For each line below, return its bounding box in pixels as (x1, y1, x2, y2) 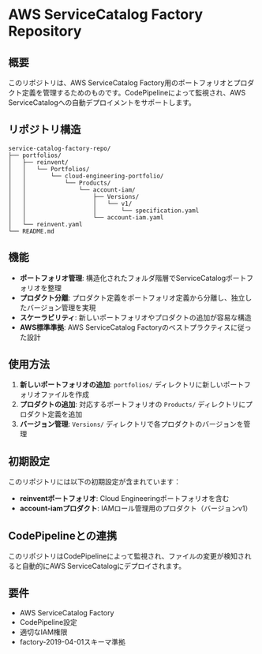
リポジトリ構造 (8, 123, 81, 136)
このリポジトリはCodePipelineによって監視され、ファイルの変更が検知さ (8, 551, 245, 561)
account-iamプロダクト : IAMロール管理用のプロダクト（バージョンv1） (19, 503, 253, 514)
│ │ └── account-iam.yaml (8, 213, 164, 222)
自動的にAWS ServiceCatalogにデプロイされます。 (21, 562, 186, 571)
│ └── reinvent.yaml (8, 220, 83, 228)
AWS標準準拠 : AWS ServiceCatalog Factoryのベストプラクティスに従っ (19, 322, 252, 332)
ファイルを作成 (40, 390, 89, 399)
